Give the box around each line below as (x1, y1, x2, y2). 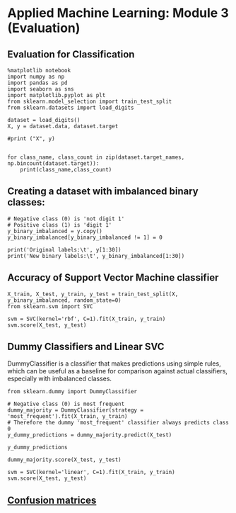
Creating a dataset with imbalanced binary (7, 186, 199, 198)
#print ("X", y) (7, 135, 55, 142)
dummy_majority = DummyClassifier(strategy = (7, 407, 143, 414)
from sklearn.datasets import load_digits (7, 104, 134, 111)
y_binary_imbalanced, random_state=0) (7, 296, 122, 304)
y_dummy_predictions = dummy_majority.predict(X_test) (7, 432, 172, 439)
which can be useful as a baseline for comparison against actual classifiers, (7, 367, 228, 376)
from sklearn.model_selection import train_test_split (7, 98, 172, 105)
